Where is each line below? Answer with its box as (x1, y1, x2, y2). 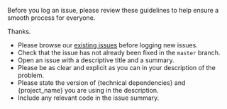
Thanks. (7, 28, 31, 35)
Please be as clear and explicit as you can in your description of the (17, 64, 216, 71)
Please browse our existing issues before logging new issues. (17, 41, 199, 49)
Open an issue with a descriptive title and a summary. (17, 56, 175, 64)
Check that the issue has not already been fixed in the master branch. (17, 49, 221, 57)
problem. (17, 71, 45, 79)
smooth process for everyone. (7, 13, 96, 22)
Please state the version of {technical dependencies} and (17, 79, 186, 87)
